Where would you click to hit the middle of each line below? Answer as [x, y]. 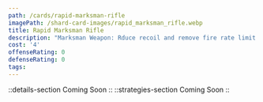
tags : [17, 67]
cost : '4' [24, 45]
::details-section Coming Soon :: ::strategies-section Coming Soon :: [119, 89]
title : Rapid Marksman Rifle [56, 30]
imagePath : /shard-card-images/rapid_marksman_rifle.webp [105, 23]
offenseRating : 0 [37, 52]
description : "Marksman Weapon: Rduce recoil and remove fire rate [122, 38]
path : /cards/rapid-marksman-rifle [67, 15]
